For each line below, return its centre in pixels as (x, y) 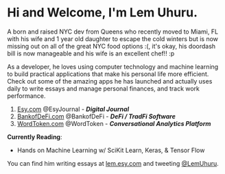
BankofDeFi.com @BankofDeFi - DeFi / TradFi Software (96, 116)
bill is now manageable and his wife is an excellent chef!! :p (91, 53)
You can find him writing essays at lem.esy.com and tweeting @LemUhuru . (113, 163)
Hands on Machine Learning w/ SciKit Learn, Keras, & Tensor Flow (111, 150)
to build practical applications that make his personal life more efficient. (108, 74)
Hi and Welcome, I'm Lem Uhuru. (102, 13)
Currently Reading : (35, 137)
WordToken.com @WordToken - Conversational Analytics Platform (114, 123)
